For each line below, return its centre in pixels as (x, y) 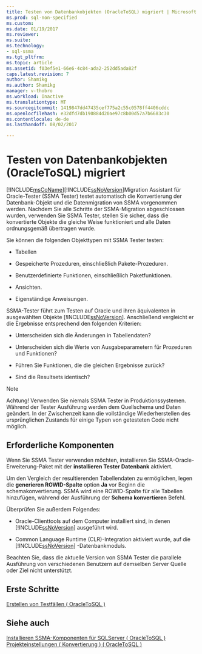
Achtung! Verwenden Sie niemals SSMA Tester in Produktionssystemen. (96, 400)
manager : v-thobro (29, 91)
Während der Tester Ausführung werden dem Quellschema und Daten (93, 407)
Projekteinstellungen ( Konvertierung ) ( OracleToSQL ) (74, 644)
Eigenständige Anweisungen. (52, 299)
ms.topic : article (29, 62)
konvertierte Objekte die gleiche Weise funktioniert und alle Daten (89, 222)
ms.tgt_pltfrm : (25, 57)
